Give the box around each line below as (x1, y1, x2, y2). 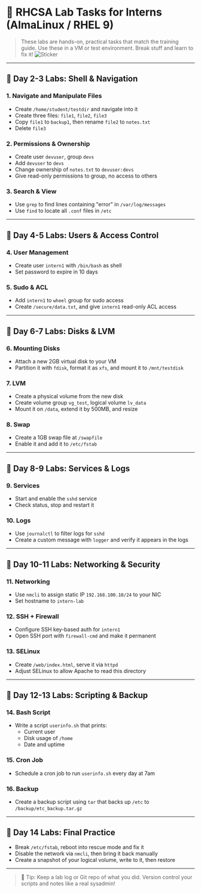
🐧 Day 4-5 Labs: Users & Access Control (6, 230, 159, 240)
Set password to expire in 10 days (14, 268, 98, 275)
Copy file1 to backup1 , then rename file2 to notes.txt (14, 118, 151, 125)
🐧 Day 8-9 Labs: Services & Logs (6, 463, 130, 473)
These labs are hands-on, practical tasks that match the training (20, 38, 179, 45)
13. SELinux (6, 647, 41, 656)
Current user (23, 728, 56, 735)
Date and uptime (23, 741, 65, 748)
